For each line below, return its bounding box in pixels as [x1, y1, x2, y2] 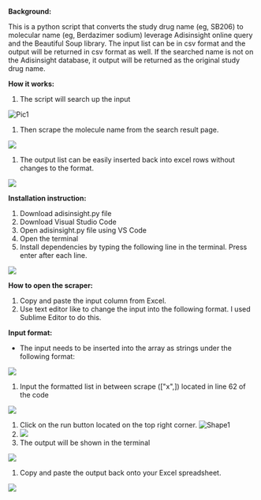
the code [19, 390, 49, 399]
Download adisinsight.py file [19, 209, 112, 218]
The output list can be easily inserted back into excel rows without [19, 155, 235, 164]
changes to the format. [19, 163, 95, 173]
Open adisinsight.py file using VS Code [19, 226, 147, 235]
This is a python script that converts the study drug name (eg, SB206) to [8, 22, 244, 31]
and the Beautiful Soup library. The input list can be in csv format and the [8, 39, 246, 48]
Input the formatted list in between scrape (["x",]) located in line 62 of [19, 382, 246, 391]
